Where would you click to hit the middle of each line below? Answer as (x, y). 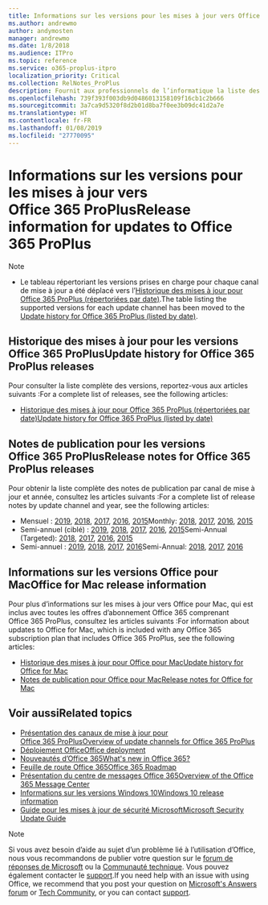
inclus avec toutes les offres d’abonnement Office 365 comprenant (119, 612)
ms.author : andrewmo (43, 23)
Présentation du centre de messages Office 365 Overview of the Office (137, 775)
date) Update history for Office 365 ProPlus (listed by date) (116, 419)
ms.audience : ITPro (41, 53)
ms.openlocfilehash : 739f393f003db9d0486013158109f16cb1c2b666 (116, 98)
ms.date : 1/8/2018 (39, 46)
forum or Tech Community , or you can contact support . (99, 892)
